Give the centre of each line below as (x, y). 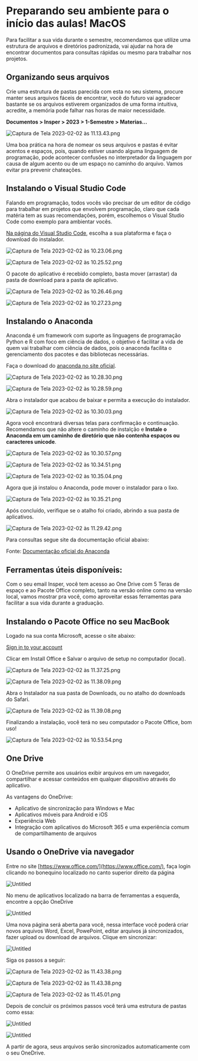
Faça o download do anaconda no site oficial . (61, 366)
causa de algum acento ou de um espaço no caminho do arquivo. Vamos (95, 163)
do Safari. (18, 699)
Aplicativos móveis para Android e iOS (61, 815)
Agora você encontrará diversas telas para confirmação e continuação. (93, 423)
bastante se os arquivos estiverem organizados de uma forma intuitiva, (92, 104)
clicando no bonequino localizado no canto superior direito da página (90, 872)
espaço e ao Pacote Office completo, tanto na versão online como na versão (99, 590)
